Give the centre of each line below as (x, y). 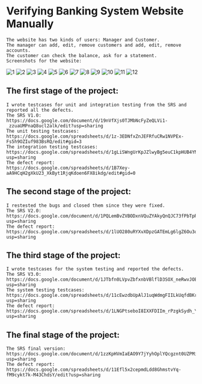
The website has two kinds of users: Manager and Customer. (83, 40)
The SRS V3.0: (24, 275)
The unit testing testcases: (43, 131)
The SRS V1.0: (24, 115)
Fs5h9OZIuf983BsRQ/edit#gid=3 (44, 142)
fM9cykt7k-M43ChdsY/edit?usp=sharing (54, 375)
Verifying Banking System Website (95, 11)
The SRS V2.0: (24, 211)
